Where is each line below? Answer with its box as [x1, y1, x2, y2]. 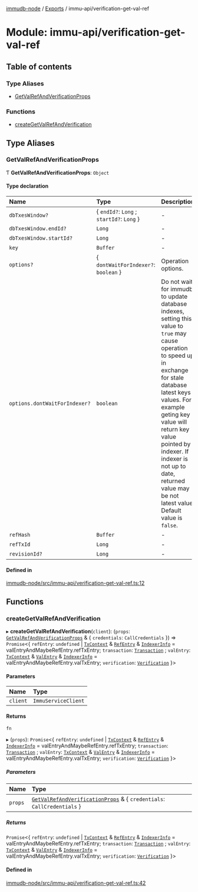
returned [161, 477, 186, 485]
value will [161, 418, 187, 426]
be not [161, 492, 179, 500]
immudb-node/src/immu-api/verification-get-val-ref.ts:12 [6, 580, 145, 587]
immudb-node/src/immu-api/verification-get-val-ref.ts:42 [6, 879, 146, 886]
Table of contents [6, 61, 72, 71]
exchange [161, 366, 189, 374]
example [161, 403, 185, 411]
